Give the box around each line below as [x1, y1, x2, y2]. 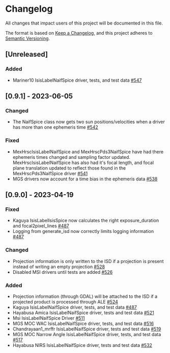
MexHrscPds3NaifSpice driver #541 [12, 170, 88, 176]
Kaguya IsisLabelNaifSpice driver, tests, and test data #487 [12, 304, 137, 310]
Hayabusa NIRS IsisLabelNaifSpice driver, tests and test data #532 [12, 342, 153, 348]
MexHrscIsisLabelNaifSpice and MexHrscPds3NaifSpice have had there [12, 149, 164, 155]
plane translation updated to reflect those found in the [12, 164, 126, 171]
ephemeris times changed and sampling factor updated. [12, 154, 131, 160]
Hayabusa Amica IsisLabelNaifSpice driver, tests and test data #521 [12, 310, 154, 316]
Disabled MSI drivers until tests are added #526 [12, 269, 113, 275]
